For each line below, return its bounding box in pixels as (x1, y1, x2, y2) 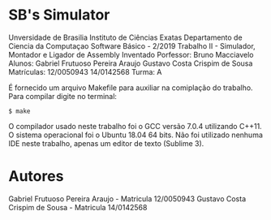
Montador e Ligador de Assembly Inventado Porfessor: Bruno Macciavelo (8, 50, 254, 59)
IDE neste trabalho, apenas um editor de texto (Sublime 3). (8, 138, 204, 148)
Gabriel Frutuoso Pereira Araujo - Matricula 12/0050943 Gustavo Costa (8, 193, 247, 204)
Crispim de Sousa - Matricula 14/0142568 (8, 202, 148, 212)
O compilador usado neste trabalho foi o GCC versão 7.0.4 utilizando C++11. (8, 121, 262, 131)
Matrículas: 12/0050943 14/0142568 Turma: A (8, 67, 162, 76)
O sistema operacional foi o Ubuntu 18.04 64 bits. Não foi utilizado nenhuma (8, 130, 264, 140)
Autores (8, 167, 64, 186)
